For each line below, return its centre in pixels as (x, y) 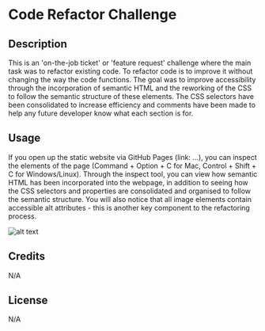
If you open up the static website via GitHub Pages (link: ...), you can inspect (132, 157)
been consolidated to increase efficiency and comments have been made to (132, 105)
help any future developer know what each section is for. (101, 113)
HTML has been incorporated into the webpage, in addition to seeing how (129, 182)
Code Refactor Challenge (93, 15)
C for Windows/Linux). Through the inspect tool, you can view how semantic (133, 174)
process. (23, 216)
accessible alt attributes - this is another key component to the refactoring (129, 207)
